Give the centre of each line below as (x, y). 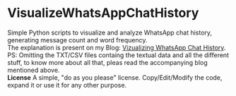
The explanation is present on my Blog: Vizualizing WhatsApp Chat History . (117, 47)
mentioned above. (34, 70)
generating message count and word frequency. (77, 40)
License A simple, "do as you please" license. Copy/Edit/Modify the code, (115, 77)
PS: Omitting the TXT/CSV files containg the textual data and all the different (118, 55)
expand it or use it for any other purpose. (67, 85)
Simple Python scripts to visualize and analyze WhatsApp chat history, (110, 32)
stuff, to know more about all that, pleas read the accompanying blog (108, 62)
